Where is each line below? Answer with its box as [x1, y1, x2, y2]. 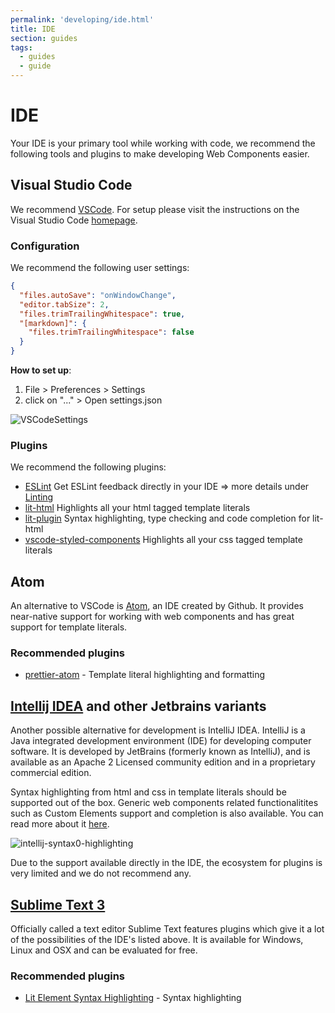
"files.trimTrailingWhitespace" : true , [19, 309, 186, 319]
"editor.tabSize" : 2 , [19, 299, 110, 310]
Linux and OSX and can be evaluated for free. [10, 944, 198, 956]
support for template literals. [10, 621, 128, 633]
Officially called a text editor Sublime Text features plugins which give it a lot [10, 923, 325, 935]
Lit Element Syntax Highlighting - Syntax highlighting [24, 992, 242, 1004]
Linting [24, 491, 54, 503]
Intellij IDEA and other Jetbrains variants [10, 697, 267, 715]
